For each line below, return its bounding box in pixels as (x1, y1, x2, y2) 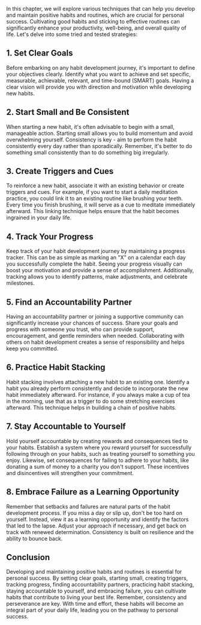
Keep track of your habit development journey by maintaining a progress (6, 247, 185, 255)
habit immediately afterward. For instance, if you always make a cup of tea (6, 391, 190, 398)
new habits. (6, 90, 35, 97)
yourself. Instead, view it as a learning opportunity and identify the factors (6, 515, 189, 523)
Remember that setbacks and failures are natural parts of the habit (6, 503, 171, 510)
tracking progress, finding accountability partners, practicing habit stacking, (6, 581, 194, 588)
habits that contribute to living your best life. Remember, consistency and (6, 594, 187, 601)
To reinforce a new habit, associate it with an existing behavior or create (6, 182, 184, 189)
